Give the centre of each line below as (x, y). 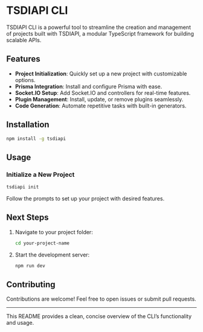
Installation (28, 125)
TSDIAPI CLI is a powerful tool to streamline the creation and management (99, 27)
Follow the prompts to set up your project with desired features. (85, 199)
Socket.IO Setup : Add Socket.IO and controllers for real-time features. (103, 93)
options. (25, 80)
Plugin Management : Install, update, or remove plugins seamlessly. (99, 99)
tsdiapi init (23, 187)
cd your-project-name (42, 243)
